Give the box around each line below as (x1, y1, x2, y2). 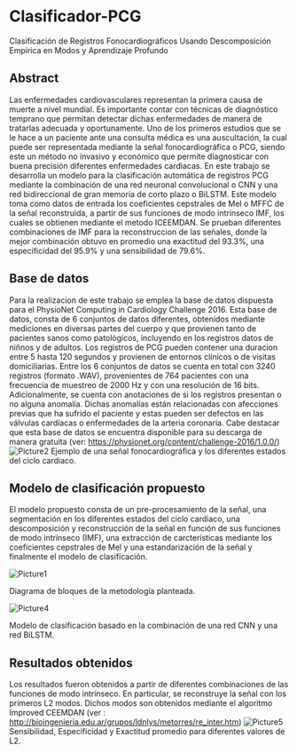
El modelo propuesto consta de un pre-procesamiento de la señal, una (9, 504, 267, 515)
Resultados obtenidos (9, 655, 133, 670)
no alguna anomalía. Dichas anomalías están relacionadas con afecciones (9, 398, 279, 409)
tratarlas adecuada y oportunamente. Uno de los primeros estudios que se (9, 123, 282, 133)
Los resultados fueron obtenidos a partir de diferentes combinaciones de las (9, 679, 289, 690)
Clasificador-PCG (9, 6, 142, 27)
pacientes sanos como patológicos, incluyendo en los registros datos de (9, 332, 274, 343)
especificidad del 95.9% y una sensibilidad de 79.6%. (9, 245, 206, 256)
